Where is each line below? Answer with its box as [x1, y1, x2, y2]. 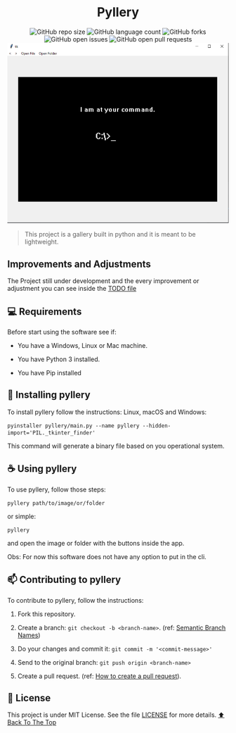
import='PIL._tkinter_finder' [7, 429, 96, 437]
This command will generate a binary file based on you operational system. [7, 441, 225, 450]
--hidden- [142, 422, 171, 430]
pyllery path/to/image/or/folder [7, 499, 105, 507]
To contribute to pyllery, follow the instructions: [7, 596, 144, 604]
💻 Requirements [7, 306, 82, 318]
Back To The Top [7, 718, 57, 727]
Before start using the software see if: [7, 328, 117, 337]
